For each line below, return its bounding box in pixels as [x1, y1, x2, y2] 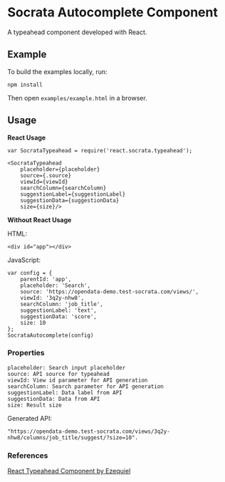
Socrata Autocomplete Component [7, 4, 219, 21]
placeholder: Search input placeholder [7, 364, 126, 371]
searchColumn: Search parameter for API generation [7, 382, 164, 390]
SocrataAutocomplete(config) [7, 332, 94, 339]
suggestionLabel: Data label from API [7, 389, 122, 396]
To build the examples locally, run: [7, 67, 108, 75]
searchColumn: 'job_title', [20, 300, 103, 308]
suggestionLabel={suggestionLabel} [20, 190, 126, 198]
